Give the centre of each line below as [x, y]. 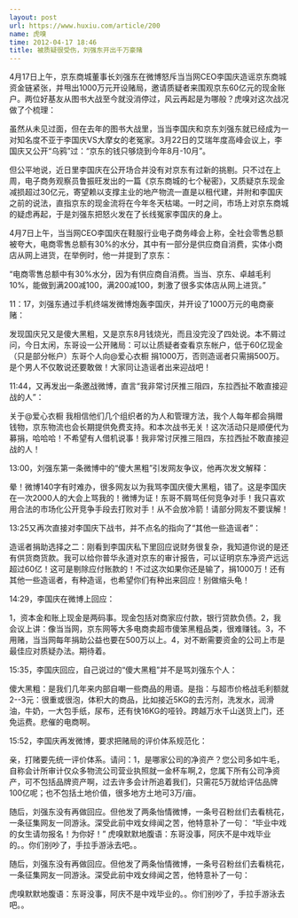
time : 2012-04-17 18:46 [53, 42]
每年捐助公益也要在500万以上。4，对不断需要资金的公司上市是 [170, 640]
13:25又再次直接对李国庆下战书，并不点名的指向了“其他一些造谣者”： [135, 528]
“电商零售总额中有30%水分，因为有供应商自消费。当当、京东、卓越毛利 [140, 274]
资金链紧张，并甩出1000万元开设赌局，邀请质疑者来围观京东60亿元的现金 [143, 88]
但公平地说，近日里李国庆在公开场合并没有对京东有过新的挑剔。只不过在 [141, 170]
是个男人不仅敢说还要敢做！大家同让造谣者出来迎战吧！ [110, 367]
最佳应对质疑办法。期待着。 [60, 651]
